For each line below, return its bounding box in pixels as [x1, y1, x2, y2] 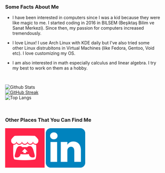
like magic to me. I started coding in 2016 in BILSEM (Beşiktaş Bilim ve [12, 20, 155, 26]
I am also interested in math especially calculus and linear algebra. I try [12, 60, 157, 66]
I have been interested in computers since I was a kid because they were [12, 15, 161, 21]
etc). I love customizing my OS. [12, 50, 75, 56]
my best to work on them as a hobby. [12, 65, 88, 71]
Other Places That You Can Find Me [5, 117, 92, 124]
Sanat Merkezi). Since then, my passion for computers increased [12, 25, 144, 31]
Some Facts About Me [5, 3, 59, 10]
